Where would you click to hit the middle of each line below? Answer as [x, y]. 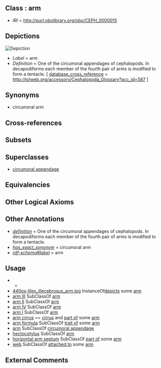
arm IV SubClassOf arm [37, 307]
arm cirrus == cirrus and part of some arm [56, 318]
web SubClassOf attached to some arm [53, 344]
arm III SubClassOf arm [36, 296]
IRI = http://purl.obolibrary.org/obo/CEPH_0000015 [65, 20]
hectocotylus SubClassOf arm [43, 334]
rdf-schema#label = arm [38, 253]
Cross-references [34, 123]
